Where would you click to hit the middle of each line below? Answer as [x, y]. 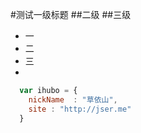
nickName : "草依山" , [73, 99]
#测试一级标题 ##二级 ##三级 [71, 14]
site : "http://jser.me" [80, 109]
